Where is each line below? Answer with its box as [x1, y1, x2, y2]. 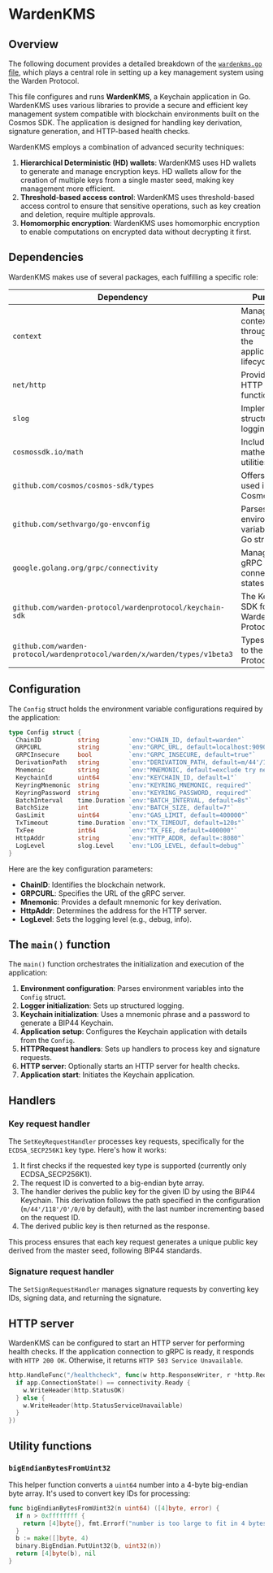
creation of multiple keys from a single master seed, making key [19, 176, 235, 185]
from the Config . [19, 1036, 76, 1045]
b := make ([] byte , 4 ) [15, 1534, 89, 1543]
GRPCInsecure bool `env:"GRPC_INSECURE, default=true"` [15, 751, 256, 759]
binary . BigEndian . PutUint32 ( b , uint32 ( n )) [15, 1542, 162, 1550]
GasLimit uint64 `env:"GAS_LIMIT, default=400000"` [15, 811, 249, 819]
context [12, 331, 42, 341]
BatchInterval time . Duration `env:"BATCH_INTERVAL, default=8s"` [15, 796, 253, 805]
